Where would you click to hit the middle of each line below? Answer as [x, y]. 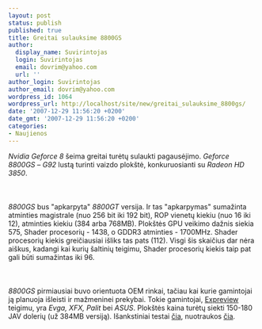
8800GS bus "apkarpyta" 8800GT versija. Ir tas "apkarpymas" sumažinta [127, 206]
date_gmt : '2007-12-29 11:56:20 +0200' [74, 119]
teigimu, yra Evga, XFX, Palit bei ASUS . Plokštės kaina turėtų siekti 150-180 [131, 308]
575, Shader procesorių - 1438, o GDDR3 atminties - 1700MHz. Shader [123, 231]
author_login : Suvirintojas [55, 82]
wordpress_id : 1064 [40, 97]
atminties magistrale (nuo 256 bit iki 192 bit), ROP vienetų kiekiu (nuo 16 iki [129, 215]
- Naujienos [28, 133]
